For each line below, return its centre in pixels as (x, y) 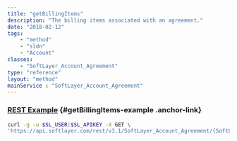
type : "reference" (34, 72)
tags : (15, 33)
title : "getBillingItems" (45, 14)
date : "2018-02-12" (36, 27)
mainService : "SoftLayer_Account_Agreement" (75, 86)
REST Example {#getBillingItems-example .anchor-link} (105, 110)
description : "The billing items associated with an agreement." (105, 20)
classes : (20, 60)
